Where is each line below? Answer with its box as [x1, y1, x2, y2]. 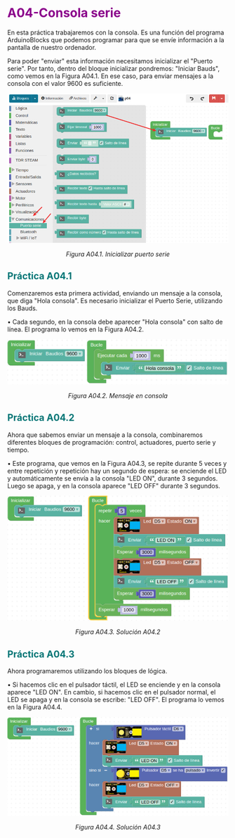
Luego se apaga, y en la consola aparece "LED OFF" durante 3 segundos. [7, 481, 221, 490]
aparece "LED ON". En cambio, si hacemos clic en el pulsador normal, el [7, 687, 216, 696]
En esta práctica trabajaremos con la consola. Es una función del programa [7, 28, 224, 37]
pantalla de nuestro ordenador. [7, 43, 97, 51]
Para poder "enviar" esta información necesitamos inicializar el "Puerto [7, 56, 213, 65]
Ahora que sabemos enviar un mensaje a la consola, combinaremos [7, 431, 203, 439]
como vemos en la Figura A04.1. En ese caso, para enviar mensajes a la [7, 72, 214, 80]
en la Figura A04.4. [7, 702, 62, 711]
